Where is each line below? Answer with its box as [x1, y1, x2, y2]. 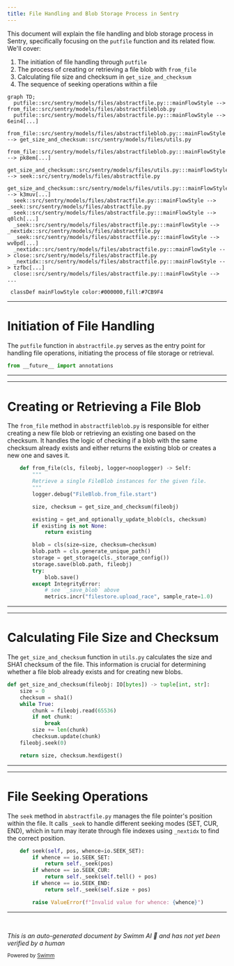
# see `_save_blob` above [44, 587, 120, 594]
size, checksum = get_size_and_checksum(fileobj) [32, 503, 179, 510]
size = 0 [19, 687, 45, 694]
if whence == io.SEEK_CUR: [32, 867, 111, 874]
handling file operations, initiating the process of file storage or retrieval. [7, 348, 214, 357]
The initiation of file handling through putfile [17, 57, 148, 66]
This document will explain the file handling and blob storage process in [7, 29, 214, 38]
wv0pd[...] [7, 240, 39, 247]
